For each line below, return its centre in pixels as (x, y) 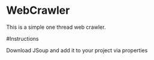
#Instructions (22, 38)
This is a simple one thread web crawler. (56, 27)
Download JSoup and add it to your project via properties (77, 50)
